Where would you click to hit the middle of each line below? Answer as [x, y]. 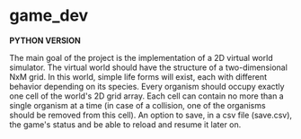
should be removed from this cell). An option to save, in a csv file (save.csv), [151, 115]
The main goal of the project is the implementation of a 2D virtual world [141, 57]
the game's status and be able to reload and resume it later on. [125, 124]
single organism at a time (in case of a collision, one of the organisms [138, 105]
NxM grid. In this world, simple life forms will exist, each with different [138, 76]
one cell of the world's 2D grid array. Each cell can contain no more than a [147, 96]
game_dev [49, 16]
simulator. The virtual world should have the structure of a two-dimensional [148, 67]
